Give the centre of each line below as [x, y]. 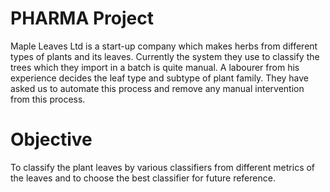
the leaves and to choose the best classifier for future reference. [143, 178]
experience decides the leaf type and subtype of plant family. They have [160, 78]
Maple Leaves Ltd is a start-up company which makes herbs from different [164, 46]
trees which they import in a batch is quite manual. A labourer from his [155, 67]
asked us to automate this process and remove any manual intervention [157, 88]
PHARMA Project [82, 18]
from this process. [48, 99]
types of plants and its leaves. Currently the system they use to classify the [165, 56]
